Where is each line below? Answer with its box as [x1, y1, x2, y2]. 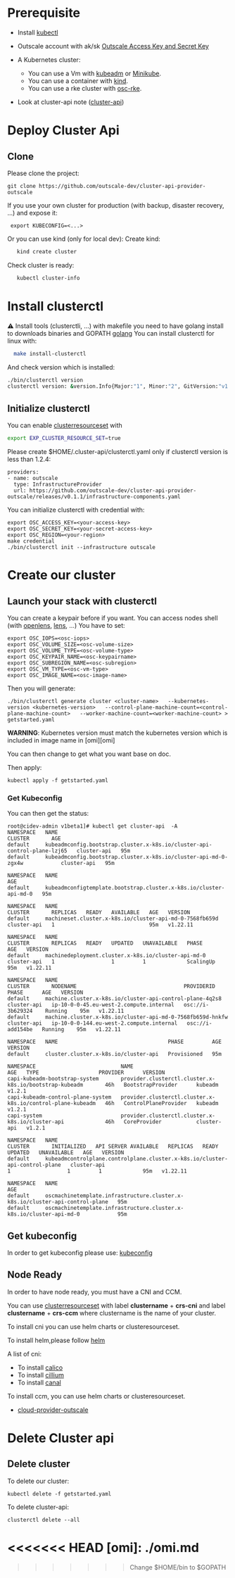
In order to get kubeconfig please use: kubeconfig [7, 1249, 153, 1257]
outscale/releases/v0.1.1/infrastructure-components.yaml [7, 493, 181, 500]
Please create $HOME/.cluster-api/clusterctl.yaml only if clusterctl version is [7, 447, 229, 455]
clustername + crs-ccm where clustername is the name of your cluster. [7, 1308, 217, 1317]
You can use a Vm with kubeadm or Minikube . [27, 69, 162, 77]
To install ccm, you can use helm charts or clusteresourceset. [7, 1391, 186, 1400]
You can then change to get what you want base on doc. [7, 750, 171, 758]
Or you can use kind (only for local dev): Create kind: [7, 234, 160, 243]
